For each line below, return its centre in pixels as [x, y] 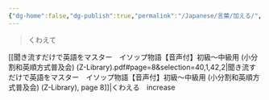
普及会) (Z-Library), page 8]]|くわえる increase [95, 87]
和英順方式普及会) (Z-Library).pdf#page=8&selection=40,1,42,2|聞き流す [135, 67]
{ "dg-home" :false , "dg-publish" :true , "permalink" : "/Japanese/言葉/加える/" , [135, 16]
